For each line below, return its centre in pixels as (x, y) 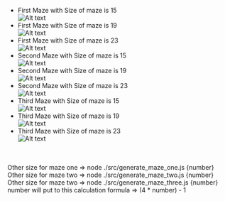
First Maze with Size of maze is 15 (67, 10)
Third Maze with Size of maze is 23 (69, 131)
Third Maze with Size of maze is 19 (68, 116)
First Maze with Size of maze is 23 (68, 40)
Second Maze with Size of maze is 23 (73, 86)
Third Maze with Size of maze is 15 (68, 101)
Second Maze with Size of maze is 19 (72, 71)
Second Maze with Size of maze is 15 (72, 55)
